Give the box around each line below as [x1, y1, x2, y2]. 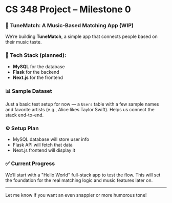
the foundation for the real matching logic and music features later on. [5, 177, 153, 183]
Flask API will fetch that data [12, 142, 73, 148]
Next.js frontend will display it [12, 147, 76, 153]
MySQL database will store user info [12, 136, 90, 143]
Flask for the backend [12, 69, 60, 75]
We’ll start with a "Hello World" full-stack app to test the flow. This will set [5, 172, 161, 178]
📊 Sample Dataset [5, 87, 52, 94]
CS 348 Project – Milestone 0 [5, 4, 132, 15]
